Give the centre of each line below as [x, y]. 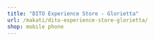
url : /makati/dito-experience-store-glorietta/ [78, 20]
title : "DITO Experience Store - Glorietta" [73, 14]
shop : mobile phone [36, 26]
